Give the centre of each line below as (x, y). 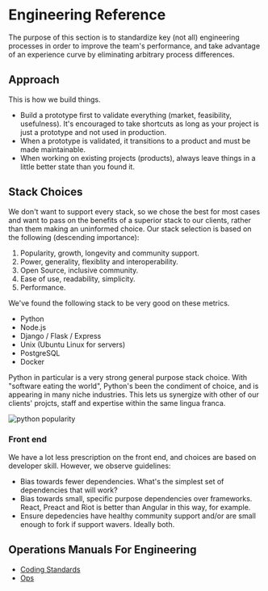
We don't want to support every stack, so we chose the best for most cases (134, 211)
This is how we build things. (54, 99)
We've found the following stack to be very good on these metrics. (119, 303)
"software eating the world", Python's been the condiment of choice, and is (134, 386)
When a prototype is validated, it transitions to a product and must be (135, 141)
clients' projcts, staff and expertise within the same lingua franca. (117, 403)
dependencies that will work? (69, 490)
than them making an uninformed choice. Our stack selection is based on (130, 229)
